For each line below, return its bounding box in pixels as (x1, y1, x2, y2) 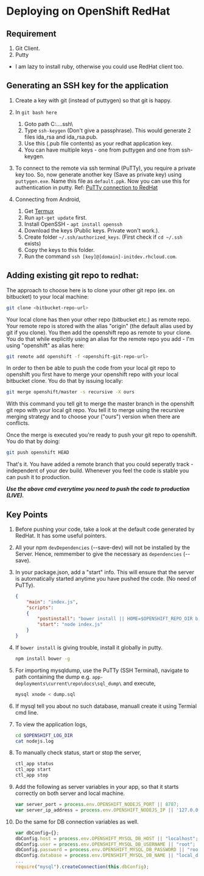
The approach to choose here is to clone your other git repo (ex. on (6, 286, 175, 293)
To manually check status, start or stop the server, (15, 749, 141, 756)
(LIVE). (6, 492, 24, 499)
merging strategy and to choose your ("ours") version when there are (6, 413, 180, 421)
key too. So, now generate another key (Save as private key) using (15, 170, 182, 178)
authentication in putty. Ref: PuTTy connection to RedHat (15, 184, 158, 191)
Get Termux (24, 207, 54, 214)
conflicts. (6, 419, 30, 427)
